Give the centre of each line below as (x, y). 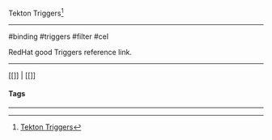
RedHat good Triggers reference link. (70, 52)
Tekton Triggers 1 (36, 13)
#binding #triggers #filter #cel (59, 36)
